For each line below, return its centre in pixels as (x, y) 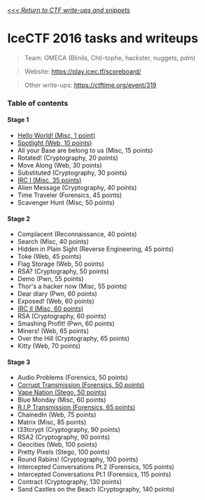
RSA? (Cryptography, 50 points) (63, 271)
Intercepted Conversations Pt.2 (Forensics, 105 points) (96, 467)
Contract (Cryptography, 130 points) (70, 482)
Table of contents (38, 103)
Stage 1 (18, 120)
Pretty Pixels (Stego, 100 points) (64, 452)
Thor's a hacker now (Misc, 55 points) (72, 286)
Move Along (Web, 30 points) (60, 165)
